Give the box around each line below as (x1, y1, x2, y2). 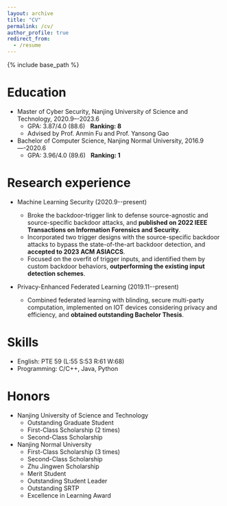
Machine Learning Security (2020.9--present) (16, 197, 147, 206)
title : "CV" (7, 16, 41, 23)
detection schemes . (27, 269, 86, 278)
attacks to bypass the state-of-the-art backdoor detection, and (27, 240, 206, 248)
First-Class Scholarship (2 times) (27, 426, 121, 434)
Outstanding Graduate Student (27, 418, 115, 426)
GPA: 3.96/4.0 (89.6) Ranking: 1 (27, 151, 121, 159)
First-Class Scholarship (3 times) (27, 447, 121, 456)
